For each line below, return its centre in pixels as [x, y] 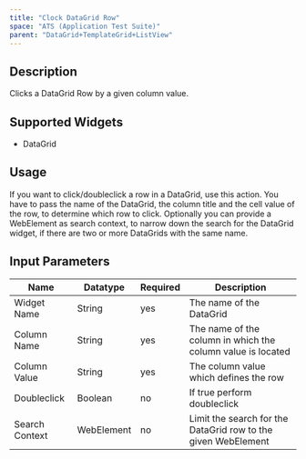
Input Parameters [60, 261]
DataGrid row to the [231, 430]
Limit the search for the [239, 418]
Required [160, 287]
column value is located [240, 351]
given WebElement [229, 441]
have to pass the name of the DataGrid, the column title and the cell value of [152, 204]
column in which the [232, 340]
